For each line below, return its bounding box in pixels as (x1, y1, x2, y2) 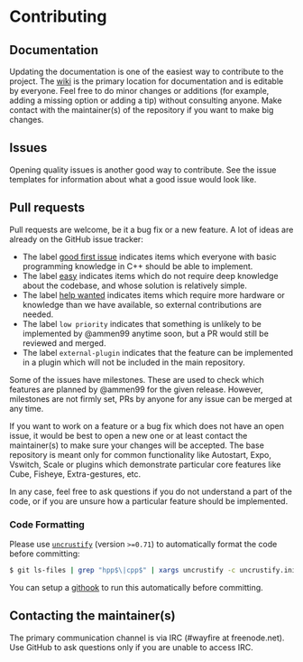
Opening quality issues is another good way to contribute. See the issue (9, 164, 277, 175)
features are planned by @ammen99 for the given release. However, (9, 384, 263, 395)
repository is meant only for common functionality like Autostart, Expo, (9, 449, 272, 460)
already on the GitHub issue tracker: (9, 233, 144, 245)
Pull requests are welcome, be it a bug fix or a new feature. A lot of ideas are (9, 224, 294, 235)
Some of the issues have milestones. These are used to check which (9, 374, 264, 385)
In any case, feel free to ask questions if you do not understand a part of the (9, 486, 293, 497)
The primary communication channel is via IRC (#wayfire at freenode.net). (9, 632, 285, 643)
